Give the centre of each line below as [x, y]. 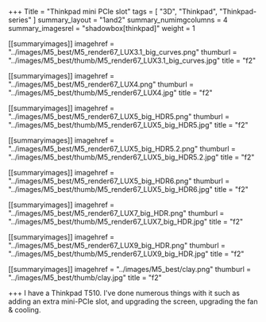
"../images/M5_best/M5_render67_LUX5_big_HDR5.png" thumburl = [119, 117]
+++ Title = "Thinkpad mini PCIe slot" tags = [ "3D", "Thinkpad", [113, 11]
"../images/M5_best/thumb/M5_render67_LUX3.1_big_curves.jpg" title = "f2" [132, 60]
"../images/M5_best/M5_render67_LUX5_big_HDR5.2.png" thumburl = [122, 149]
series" [20, 20]
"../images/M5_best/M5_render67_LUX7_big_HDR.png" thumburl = [116, 213]
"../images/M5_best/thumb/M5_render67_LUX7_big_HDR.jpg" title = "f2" [126, 222]
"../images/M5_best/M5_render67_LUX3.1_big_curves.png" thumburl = [123, 52]
